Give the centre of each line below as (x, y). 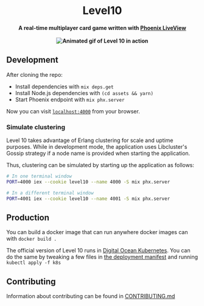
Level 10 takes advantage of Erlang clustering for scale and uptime (90, 140)
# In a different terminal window (50, 193)
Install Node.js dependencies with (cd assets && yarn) (84, 93)
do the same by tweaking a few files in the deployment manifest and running (102, 257)
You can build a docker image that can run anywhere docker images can (97, 232)
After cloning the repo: (34, 74)
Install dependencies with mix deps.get (64, 87)
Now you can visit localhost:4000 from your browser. (73, 111)
